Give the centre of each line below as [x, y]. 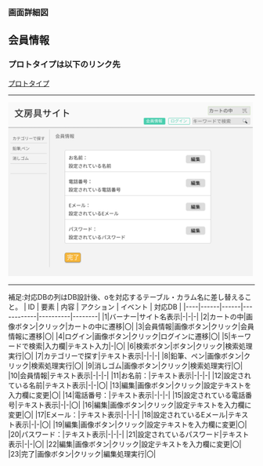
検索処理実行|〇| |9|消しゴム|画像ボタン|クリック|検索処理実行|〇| [137, 366]
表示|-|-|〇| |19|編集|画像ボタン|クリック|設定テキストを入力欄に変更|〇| [131, 424]
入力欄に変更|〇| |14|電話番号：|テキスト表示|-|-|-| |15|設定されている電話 [127, 395]
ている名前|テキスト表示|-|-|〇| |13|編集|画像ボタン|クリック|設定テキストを [130, 385]
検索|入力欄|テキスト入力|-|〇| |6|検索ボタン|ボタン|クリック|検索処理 [141, 346]
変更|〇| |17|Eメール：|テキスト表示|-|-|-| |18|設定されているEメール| [118, 415]
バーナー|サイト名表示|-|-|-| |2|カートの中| [178, 317]
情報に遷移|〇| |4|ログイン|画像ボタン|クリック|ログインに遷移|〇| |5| [119, 337]
